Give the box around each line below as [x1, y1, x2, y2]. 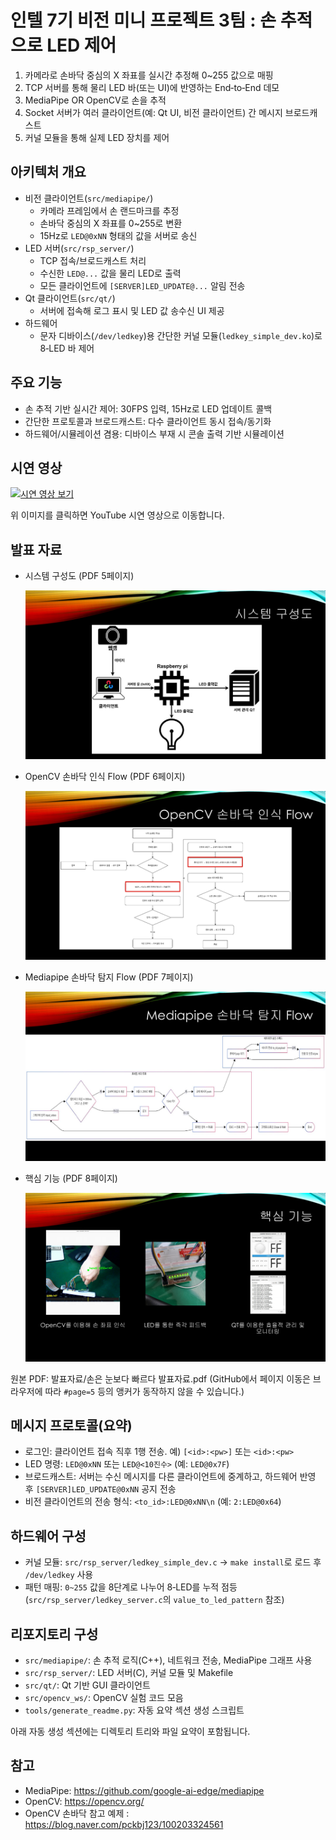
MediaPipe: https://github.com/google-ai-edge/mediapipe [24, 1784, 265, 1796]
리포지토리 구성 [10, 1626, 99, 1643]
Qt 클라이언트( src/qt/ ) [24, 292, 116, 304]
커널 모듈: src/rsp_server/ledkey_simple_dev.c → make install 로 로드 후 [24, 1556, 322, 1568]
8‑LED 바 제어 [39, 342, 95, 354]
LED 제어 [46, 34, 117, 57]
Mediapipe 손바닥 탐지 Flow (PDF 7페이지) [24, 971, 194, 983]
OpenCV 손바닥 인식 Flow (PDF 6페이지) [24, 771, 186, 783]
